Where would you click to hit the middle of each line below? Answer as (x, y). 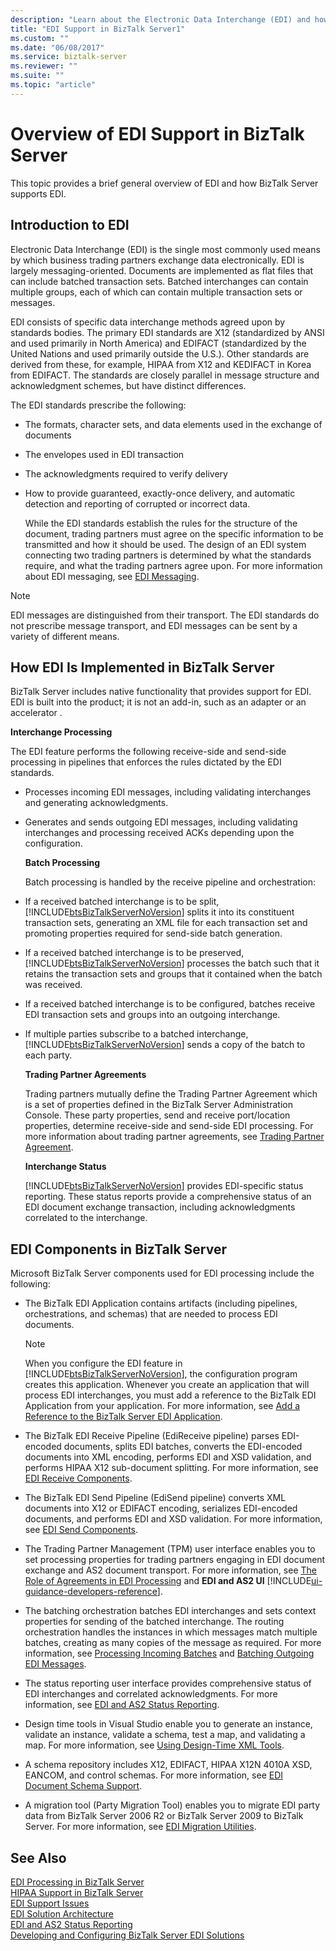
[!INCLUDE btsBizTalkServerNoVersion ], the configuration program (161, 1374)
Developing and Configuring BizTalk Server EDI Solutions (127, 1935)
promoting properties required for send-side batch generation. (153, 933)
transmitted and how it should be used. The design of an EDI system (165, 544)
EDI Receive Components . (78, 1478)
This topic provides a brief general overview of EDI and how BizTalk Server (164, 183)
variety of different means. (65, 636)
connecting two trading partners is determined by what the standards (168, 555)
